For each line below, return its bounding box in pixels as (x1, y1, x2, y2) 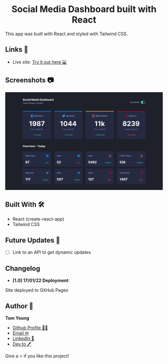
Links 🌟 (5, 45, 28, 54)
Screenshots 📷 (5, 76, 54, 85)
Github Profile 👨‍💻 (12, 324, 48, 330)
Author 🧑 (5, 302, 33, 310)
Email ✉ (12, 330, 29, 336)
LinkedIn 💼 (12, 335, 34, 341)
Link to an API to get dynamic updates (12, 249, 91, 255)
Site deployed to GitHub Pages (5, 287, 68, 293)
